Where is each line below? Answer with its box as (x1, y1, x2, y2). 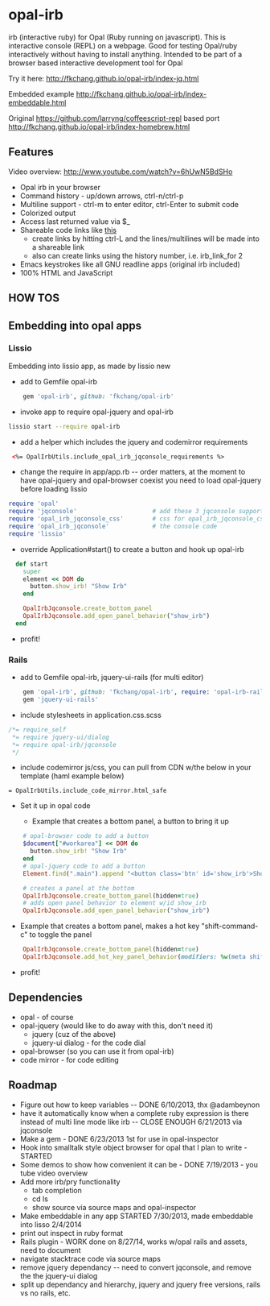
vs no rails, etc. (19, 1287, 71, 1298)
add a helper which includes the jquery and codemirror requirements (19, 437, 248, 446)
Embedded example (8, 89, 75, 98)
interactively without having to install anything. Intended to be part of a (8, 49, 243, 59)
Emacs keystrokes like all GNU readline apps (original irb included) (19, 259, 241, 269)
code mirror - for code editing (19, 1055, 119, 1064)
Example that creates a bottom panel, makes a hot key (19, 921, 200, 931)
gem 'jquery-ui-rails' (22, 695, 99, 703)
